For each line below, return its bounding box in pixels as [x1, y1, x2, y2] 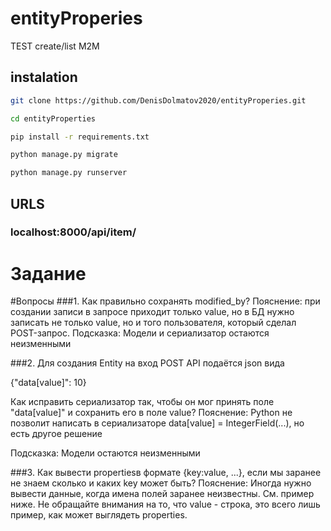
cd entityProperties [10, 113, 97, 124]
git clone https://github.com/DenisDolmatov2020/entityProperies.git [10, 95, 307, 106]
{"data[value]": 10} [10, 377, 87, 389]
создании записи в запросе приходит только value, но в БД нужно [10, 306, 295, 318]
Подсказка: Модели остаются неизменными [10, 447, 201, 459]
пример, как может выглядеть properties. [10, 509, 188, 521]
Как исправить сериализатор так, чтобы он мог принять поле [10, 396, 275, 408]
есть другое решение [10, 428, 103, 440]
